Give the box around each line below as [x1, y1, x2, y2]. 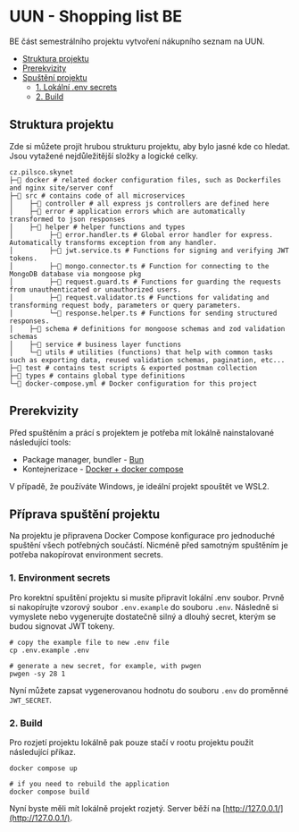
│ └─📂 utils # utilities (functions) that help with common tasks [9, 347, 274, 357]
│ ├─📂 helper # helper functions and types [9, 222, 186, 232]
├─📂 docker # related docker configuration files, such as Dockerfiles [9, 175, 281, 184]
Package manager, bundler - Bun [21, 454, 145, 464]
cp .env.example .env [9, 646, 90, 655]
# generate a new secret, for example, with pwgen [9, 661, 202, 670]
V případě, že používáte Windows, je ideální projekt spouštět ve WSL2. [9, 480, 270, 491]
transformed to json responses [9, 215, 126, 224]
